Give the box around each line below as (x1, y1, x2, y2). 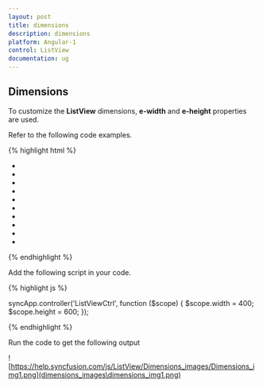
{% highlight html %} (8, 145, 77, 155)
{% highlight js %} (8, 283, 68, 292)
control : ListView (8, 46, 69, 55)
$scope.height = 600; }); (8, 307, 89, 316)
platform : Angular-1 (8, 38, 77, 46)
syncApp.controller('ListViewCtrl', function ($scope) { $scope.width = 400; (8, 298, 254, 308)
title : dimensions (8, 21, 69, 29)
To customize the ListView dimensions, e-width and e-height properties (8, 106, 247, 115)
